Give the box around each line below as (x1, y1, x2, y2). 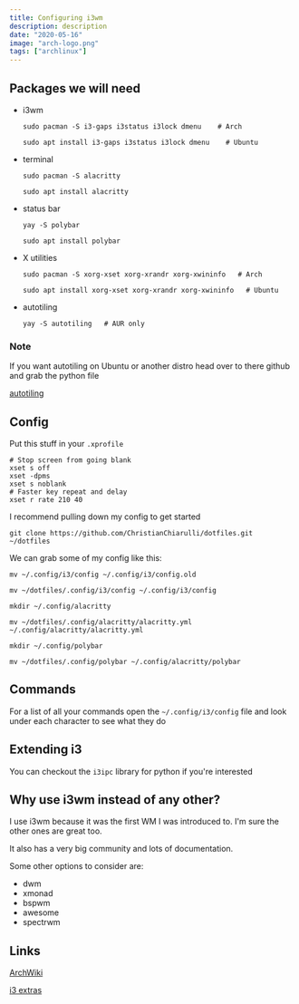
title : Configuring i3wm (9, 13, 103, 23)
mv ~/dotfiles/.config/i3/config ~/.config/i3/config (9, 586, 217, 595)
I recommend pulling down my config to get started (9, 511, 201, 522)
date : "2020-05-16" (9, 30, 83, 39)
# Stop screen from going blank (9, 456, 131, 465)
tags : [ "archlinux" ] (9, 47, 88, 56)
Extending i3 (9, 742, 82, 758)
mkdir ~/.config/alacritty (9, 602, 111, 612)
